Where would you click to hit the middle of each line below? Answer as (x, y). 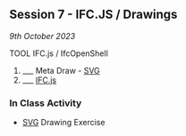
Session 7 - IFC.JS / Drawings (93, 15)
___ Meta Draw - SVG (61, 70)
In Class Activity (46, 103)
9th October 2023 (42, 36)
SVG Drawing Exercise (63, 123)
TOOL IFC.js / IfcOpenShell (59, 53)
